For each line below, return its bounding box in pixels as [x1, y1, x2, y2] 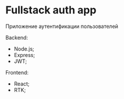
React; [13, 80, 30, 87]
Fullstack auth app [5, 3, 97, 17]
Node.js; [13, 45, 34, 52]
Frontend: [5, 69, 29, 76]
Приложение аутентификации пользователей [5, 23, 119, 30]
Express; [13, 51, 36, 58]
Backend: [5, 34, 29, 41]
